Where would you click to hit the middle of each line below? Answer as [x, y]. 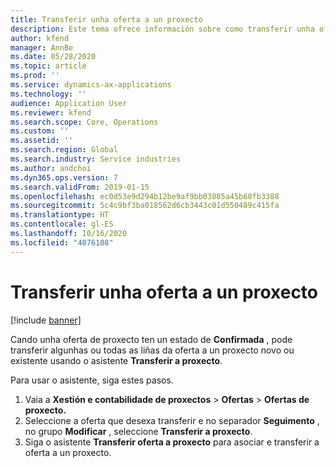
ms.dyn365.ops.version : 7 [64, 177]
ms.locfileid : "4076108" [62, 242]
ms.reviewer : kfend [51, 112]
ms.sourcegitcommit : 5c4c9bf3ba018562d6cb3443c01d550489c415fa [145, 206]
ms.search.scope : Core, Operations [84, 122]
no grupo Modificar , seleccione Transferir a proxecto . [138, 431]
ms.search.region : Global [64, 150]
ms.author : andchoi [51, 168]
